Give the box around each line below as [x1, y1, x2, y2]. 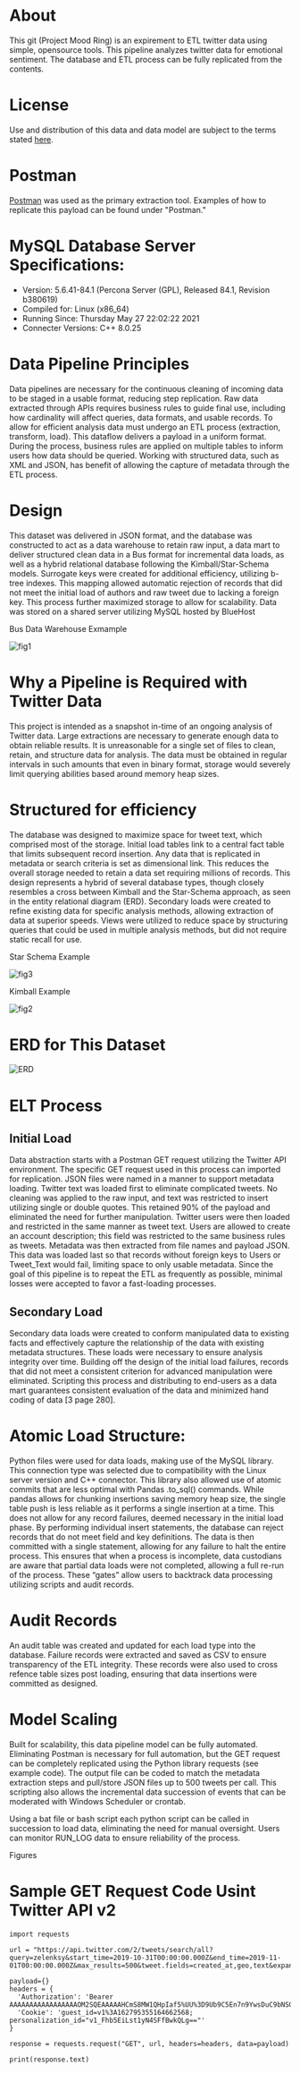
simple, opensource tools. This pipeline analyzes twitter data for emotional [9, 44, 283, 55]
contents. [9, 64, 45, 74]
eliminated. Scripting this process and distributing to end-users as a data [9, 1376, 278, 1386]
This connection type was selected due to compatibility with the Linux [9, 1465, 267, 1476]
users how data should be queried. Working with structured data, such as [9, 449, 279, 461]
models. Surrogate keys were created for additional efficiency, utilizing [9, 567, 270, 578]
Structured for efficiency [9, 799, 197, 820]
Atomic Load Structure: [9, 1426, 186, 1446]
